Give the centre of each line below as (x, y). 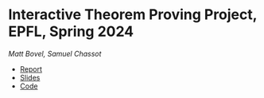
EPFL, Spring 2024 (71, 31)
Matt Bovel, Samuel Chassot (55, 53)
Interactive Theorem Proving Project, (132, 15)
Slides (30, 77)
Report (31, 69)
